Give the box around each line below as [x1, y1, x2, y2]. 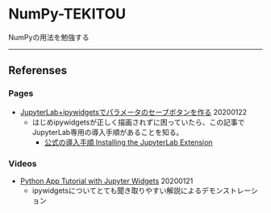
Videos [8, 158, 37, 169]
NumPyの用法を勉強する [8, 32, 90, 42]
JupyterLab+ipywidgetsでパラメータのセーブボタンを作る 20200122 [19, 107, 248, 117]
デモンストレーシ [201, 186, 258, 195]
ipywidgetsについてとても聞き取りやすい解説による [31, 186, 202, 195]
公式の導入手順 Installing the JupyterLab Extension [44, 137, 213, 147]
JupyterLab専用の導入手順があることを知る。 [31, 127, 184, 137]
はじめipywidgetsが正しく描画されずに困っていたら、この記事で [31, 117, 245, 127]
